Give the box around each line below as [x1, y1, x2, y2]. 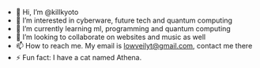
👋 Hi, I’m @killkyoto [15, 8, 79, 16]
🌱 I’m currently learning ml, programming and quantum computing [15, 24, 231, 33]
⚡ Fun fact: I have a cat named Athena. [15, 53, 142, 62]
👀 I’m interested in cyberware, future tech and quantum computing [15, 16, 233, 25]
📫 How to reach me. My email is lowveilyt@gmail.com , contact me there [15, 41, 253, 50]
